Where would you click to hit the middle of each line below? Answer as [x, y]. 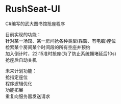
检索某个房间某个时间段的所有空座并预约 [48, 47]
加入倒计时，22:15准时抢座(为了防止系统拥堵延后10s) [61, 54]
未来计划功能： [21, 71]
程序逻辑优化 [19, 83]
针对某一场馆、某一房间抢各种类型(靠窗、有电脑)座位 [61, 41]
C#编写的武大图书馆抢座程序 [35, 23]
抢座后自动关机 [21, 60]
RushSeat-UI [33, 9]
